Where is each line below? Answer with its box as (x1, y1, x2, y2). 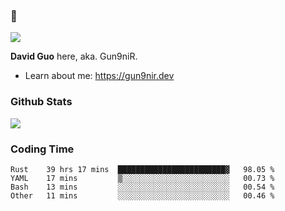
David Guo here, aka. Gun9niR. (10, 50, 138, 63)
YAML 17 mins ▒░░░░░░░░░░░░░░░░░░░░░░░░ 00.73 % (10, 173, 275, 183)
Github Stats (10, 95, 73, 109)
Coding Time (10, 142, 75, 156)
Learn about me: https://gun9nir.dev (24, 70, 175, 82)
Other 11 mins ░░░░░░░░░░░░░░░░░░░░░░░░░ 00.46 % (10, 190, 275, 201)
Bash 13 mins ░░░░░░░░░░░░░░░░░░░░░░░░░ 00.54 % (10, 182, 275, 192)
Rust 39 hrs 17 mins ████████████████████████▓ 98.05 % (10, 164, 275, 174)
